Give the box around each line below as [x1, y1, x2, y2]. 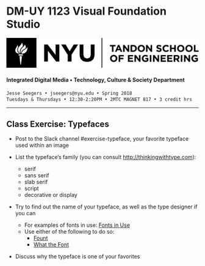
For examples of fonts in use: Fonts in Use [24, 221, 130, 229]
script [24, 185, 39, 192]
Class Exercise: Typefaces [6, 119, 110, 129]
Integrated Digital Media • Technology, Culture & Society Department [6, 76, 185, 83]
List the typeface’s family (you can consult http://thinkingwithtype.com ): [15, 153, 196, 161]
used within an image [15, 142, 69, 149]
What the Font [33, 241, 69, 248]
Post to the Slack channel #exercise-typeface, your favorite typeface [15, 135, 189, 142]
